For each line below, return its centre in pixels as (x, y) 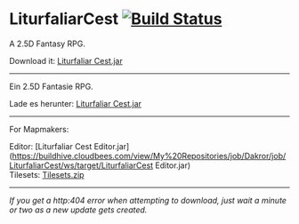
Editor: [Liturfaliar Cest (51, 146)
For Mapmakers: (39, 129)
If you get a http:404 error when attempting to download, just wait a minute (148, 200)
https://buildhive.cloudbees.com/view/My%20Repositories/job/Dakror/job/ (149, 156)
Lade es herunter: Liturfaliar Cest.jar (76, 103)
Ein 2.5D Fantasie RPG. (51, 86)
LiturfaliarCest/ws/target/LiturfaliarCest (81, 165)
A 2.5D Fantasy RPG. (48, 44)
